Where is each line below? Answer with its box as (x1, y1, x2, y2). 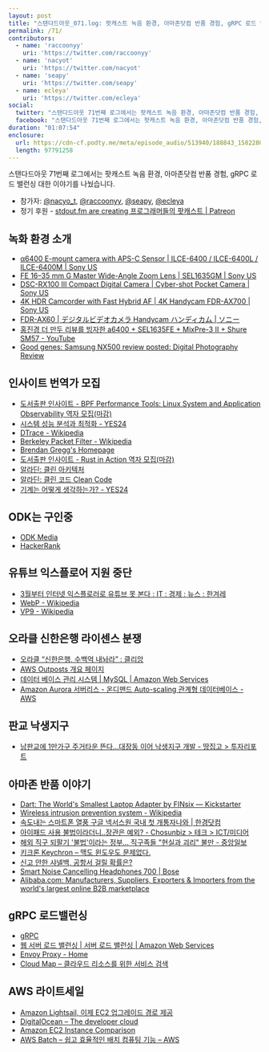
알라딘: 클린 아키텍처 (19, 465, 85, 474)
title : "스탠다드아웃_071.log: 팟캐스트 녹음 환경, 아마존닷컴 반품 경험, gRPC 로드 (8, 19, 257, 27)
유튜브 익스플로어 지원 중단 (8, 566, 132, 580)
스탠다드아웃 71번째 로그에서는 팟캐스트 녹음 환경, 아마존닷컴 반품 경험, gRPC (8, 169, 250, 179)
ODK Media (19, 532, 58, 542)
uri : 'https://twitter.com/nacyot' (22, 64, 142, 72)
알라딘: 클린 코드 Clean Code (19, 475, 113, 484)
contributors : (8, 34, 56, 43)
